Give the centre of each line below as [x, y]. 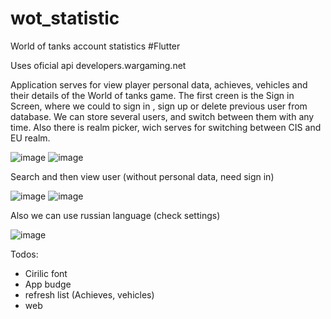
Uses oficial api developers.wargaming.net [98, 65]
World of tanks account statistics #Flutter [95, 46]
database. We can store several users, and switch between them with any [162, 116]
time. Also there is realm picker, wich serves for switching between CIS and [166, 127]
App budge [48, 284]
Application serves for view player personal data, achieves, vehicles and [159, 84]
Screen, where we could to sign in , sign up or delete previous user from [159, 106]
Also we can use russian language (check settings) [115, 215]
